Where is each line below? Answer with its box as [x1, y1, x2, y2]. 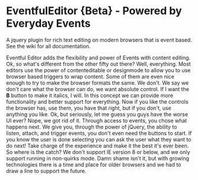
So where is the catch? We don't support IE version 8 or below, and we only [6, 148, 190, 155]
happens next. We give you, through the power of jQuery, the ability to [6, 123, 177, 130]
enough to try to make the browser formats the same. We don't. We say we [6, 79, 189, 86]
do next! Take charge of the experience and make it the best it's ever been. [6, 142, 189, 149]
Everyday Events [6, 17, 91, 30]
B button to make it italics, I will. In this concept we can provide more [6, 92, 173, 99]
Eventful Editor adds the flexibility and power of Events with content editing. [6, 54, 191, 61]
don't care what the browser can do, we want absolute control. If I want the [6, 85, 189, 92]
